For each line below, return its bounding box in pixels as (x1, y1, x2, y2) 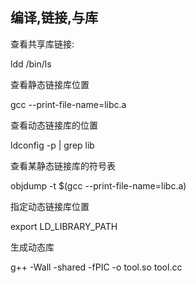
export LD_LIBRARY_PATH (10, 220, 118, 232)
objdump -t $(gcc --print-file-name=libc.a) (10, 179, 187, 192)
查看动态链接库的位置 (10, 119, 98, 131)
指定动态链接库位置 (10, 200, 90, 212)
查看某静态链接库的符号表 (10, 159, 116, 172)
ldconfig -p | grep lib (10, 139, 95, 151)
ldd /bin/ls (10, 58, 52, 70)
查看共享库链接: (10, 38, 75, 50)
